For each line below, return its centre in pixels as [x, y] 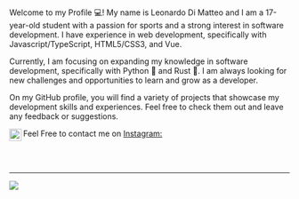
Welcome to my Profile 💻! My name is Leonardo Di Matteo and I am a [137, 12]
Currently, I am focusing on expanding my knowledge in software [129, 61]
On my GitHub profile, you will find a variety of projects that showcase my [145, 97]
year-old [25, 25]
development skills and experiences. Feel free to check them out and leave [146, 107]
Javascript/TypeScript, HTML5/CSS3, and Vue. [96, 44]
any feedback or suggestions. [64, 116]
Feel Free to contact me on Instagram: [93, 133]
